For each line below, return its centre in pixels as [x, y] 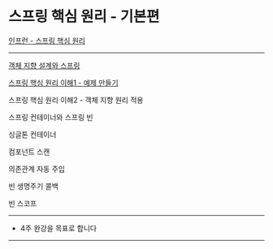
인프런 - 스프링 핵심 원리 [47, 41]
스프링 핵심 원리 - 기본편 [84, 17]
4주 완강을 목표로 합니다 [58, 228]
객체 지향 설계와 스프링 [44, 65]
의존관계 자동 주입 [37, 169]
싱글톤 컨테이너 [32, 134]
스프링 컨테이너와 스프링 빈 [51, 117]
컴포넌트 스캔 [29, 152]
